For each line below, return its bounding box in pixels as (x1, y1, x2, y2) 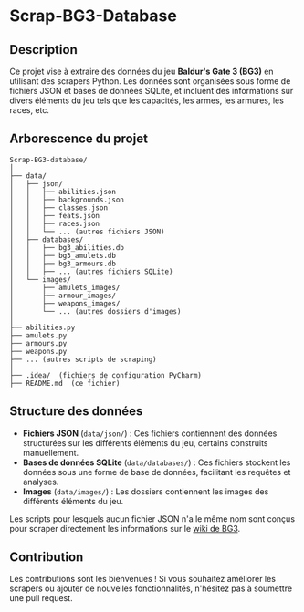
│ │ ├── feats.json (9, 211, 100, 220)
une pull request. (9, 593, 73, 604)
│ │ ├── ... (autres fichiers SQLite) (9, 266, 173, 276)
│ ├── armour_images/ (9, 291, 117, 300)
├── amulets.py (9, 330, 68, 340)
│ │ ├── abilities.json (9, 187, 117, 196)
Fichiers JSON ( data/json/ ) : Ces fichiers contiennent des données (22, 428, 278, 439)
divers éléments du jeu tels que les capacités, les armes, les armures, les (9, 95, 285, 106)
